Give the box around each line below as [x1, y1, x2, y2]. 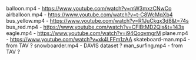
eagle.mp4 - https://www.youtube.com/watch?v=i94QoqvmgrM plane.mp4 [6, 30, 188, 37]
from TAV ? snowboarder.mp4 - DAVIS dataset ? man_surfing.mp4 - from [6, 42, 183, 49]
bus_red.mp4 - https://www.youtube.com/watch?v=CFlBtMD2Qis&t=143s [6, 23, 184, 30]
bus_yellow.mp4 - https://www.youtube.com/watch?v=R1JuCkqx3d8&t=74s [6, 17, 190, 24]
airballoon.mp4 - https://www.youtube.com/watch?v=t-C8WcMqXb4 [6, 11, 173, 18]
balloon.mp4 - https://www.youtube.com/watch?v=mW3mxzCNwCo [6, 5, 172, 12]
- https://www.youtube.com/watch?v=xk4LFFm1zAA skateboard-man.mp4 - [6, 36, 190, 43]
